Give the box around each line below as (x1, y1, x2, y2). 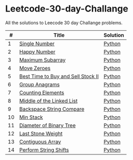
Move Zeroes (19, 64, 51, 71)
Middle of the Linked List (19, 97, 78, 104)
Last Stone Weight (19, 130, 63, 137)
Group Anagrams (19, 81, 60, 88)
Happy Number (19, 48, 55, 55)
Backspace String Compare (19, 105, 85, 112)
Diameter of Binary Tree (19, 122, 76, 129)
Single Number (19, 40, 55, 47)
